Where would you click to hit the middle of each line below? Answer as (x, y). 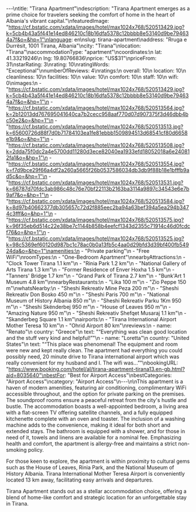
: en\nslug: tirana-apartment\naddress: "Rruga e (129, 39)
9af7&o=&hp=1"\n (27, 195)
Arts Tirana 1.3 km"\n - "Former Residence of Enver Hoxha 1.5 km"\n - (90, 269)
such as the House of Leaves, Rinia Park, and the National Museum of (90, 467)
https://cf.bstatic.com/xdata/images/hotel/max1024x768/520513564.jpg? (97, 108)
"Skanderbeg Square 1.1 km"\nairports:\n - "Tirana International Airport (91, 319)
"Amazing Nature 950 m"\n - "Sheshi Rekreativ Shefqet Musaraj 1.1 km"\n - (96, 313)
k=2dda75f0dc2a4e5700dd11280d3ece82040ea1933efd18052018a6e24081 (98, 151)
